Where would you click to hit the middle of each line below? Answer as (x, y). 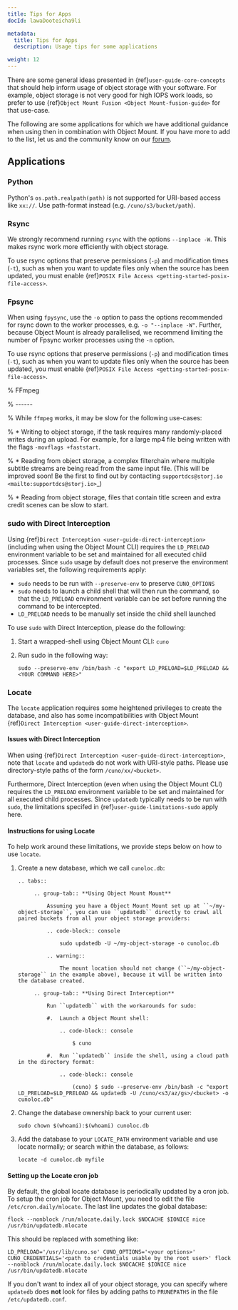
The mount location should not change (117, 969)
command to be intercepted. (59, 606)
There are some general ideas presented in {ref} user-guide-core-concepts (117, 80)
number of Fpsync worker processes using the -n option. (91, 340)
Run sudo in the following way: (63, 655)
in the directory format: (56, 1062)
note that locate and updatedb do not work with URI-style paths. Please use (118, 763)
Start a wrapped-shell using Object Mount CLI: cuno (93, 641)
